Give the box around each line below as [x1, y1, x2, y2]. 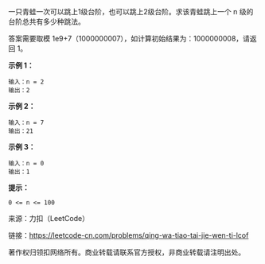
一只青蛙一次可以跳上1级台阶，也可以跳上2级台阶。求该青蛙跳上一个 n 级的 [8, 7, 254, 16]
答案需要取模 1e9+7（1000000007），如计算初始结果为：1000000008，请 [8, 34, 251, 43]
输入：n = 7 [8, 118, 45, 126]
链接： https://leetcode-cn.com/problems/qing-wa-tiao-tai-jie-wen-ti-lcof [8, 231, 249, 240]
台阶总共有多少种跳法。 [8, 17, 85, 26]
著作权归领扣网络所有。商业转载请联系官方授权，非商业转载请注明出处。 [8, 247, 245, 257]
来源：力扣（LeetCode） [8, 214, 90, 223]
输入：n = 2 [8, 78, 45, 86]
